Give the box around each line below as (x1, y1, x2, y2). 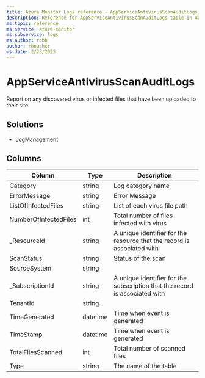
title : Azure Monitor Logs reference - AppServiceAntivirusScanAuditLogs (6, 9, 198, 15)
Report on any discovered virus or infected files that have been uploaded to (6, 95, 196, 103)
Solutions (6, 120, 44, 130)
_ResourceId (9, 236, 46, 245)
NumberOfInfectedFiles (9, 215, 77, 224)
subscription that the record (113, 282, 193, 290)
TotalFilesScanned (9, 348, 63, 357)
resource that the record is (113, 236, 190, 245)
